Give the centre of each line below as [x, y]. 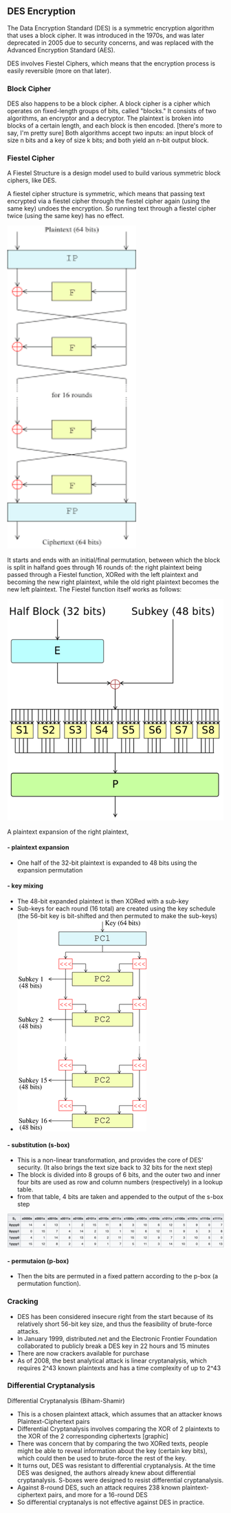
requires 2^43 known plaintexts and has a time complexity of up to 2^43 [119, 1368]
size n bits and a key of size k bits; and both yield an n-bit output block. [108, 140]
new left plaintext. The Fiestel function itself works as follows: [95, 589]
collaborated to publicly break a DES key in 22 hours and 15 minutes [113, 1346]
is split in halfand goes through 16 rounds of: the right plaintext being [104, 567]
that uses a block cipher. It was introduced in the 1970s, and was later [106, 35]
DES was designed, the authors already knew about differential [106, 1472]
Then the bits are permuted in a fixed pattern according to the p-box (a [118, 1276]
